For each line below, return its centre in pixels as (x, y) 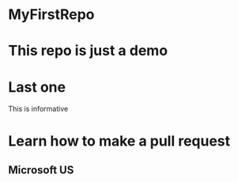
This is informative (38, 109)
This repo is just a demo (88, 51)
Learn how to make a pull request (119, 141)
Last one (37, 87)
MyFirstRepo (51, 15)
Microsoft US (41, 170)
